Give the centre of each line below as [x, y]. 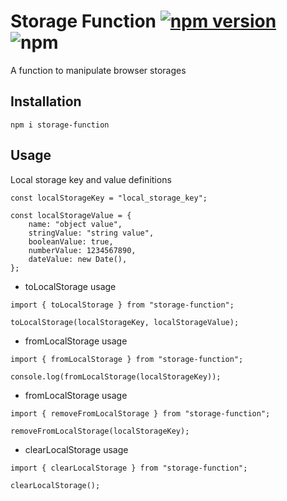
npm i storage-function [60, 125]
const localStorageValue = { [71, 215]
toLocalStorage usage [70, 286]
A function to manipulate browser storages [98, 70]
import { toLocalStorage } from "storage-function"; [122, 305]
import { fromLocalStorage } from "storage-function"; [127, 359]
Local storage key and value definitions [91, 179]
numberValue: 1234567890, [82, 250]
